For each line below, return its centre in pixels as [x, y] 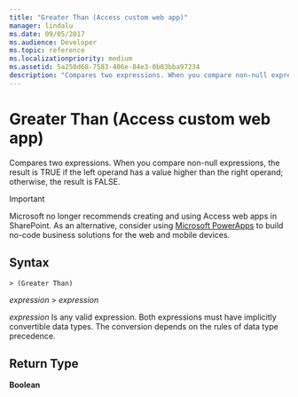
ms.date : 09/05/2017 [47, 34]
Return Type [44, 364]
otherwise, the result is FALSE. [65, 181]
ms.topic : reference [47, 51]
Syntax [29, 263]
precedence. [32, 336]
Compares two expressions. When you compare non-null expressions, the [145, 163]
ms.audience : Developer [53, 42]
